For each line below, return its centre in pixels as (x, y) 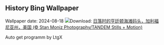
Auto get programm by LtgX (34, 37)
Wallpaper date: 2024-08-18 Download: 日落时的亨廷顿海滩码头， (75, 21)
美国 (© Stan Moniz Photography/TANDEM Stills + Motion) (82, 27)
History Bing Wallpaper (42, 8)
